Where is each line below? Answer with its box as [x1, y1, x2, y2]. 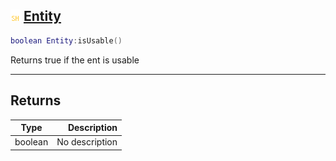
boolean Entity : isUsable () [10, 35, 123, 46]
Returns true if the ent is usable [10, 54, 140, 66]
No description [56, 136, 118, 148]
